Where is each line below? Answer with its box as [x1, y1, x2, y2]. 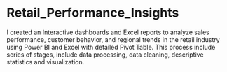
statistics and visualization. [6, 57, 85, 66]
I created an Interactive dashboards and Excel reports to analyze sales [6, 28, 209, 36]
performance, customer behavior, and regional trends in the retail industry [6, 35, 220, 43]
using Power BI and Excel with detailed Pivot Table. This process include [6, 43, 216, 51]
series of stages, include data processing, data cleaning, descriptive [6, 50, 204, 59]
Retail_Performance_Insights [6, 5, 179, 21]
